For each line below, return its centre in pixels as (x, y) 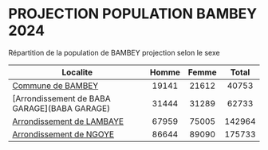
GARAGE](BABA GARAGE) (61, 108)
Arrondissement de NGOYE (63, 134)
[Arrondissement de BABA (62, 98)
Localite (77, 72)
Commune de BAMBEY (55, 86)
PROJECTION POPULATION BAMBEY (133, 14)
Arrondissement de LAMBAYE (68, 121)
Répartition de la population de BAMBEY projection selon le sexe (114, 52)
